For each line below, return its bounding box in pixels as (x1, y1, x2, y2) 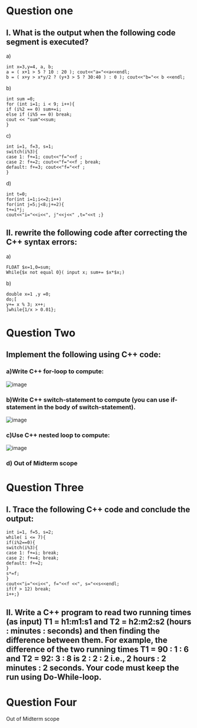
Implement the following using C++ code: (6, 350, 161, 360)
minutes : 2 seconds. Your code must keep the (6, 662, 179, 672)
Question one (6, 4, 74, 18)
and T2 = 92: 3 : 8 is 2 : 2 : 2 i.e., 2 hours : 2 (6, 654, 166, 664)
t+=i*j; (6, 207, 25, 213)
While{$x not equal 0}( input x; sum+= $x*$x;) (6, 269, 125, 275)
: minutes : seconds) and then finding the (6, 626, 160, 636)
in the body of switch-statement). (37, 403, 136, 411)
